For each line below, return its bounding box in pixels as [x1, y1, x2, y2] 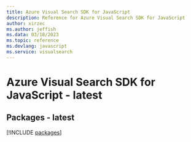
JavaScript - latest [6, 88, 103, 102]
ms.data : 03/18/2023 [6, 32, 60, 38]
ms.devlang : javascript [6, 43, 68, 50]
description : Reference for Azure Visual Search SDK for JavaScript [6, 15, 185, 21]
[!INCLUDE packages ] [6, 129, 62, 136]
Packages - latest [6, 113, 75, 123]
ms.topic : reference [6, 37, 60, 43]
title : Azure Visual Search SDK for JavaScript [6, 9, 131, 15]
